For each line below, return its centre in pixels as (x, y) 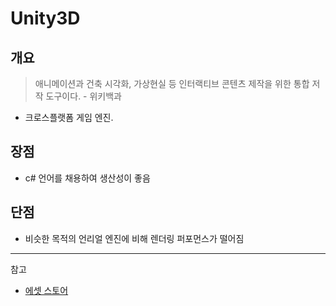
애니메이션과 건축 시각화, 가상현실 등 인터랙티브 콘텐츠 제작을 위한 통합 (172, 83)
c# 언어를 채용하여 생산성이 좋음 (87, 178)
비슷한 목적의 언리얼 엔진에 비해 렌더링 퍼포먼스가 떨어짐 (134, 238)
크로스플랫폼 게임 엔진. (69, 117)
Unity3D (45, 18)
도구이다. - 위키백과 (84, 96)
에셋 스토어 (46, 290)
